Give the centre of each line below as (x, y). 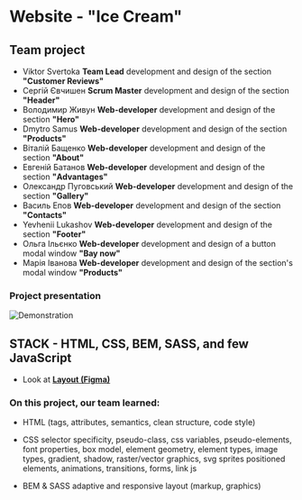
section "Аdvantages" (65, 177)
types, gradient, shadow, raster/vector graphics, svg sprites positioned (154, 459)
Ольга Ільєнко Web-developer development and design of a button (149, 244)
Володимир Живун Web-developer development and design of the (149, 109)
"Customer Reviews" (63, 81)
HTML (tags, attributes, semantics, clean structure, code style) (139, 423)
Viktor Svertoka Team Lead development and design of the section (147, 71)
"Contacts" (45, 215)
